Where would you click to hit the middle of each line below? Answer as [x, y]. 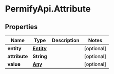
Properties [21, 27]
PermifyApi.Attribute [48, 9]
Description [65, 40]
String [40, 56]
